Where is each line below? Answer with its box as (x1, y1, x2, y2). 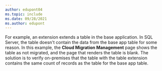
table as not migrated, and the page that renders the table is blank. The (5, 50, 148, 56)
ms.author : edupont (5, 21, 45, 26)
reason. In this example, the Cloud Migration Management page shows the (5, 45, 158, 50)
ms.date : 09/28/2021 (5, 16, 47, 21)
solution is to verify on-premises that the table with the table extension (5, 55, 148, 61)
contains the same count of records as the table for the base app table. (5, 60, 148, 66)
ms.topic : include (5, 12, 43, 17)
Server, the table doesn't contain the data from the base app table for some (5, 40, 158, 46)
